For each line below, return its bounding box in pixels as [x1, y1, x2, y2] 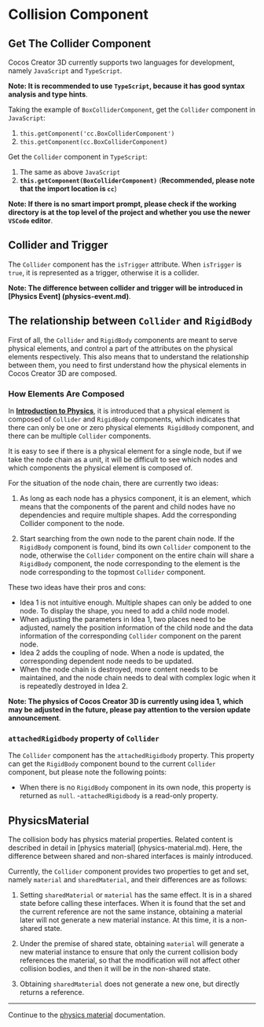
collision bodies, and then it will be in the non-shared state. [19, 964, 211, 974]
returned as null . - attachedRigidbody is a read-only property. [19, 791, 218, 801]
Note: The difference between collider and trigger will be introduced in [8, 283, 244, 293]
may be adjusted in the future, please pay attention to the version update [8, 705, 251, 714]
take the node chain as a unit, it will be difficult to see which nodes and [8, 455, 238, 464]
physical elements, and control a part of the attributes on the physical [8, 344, 233, 353]
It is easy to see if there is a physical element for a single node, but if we [8, 446, 242, 455]
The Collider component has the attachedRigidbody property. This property [8, 751, 255, 760]
